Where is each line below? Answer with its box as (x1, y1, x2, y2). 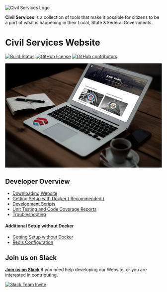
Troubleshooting (12, 212, 46, 218)
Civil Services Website (5, 37, 100, 48)
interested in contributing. (5, 272, 58, 278)
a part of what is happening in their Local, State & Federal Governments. (5, 20, 153, 25)
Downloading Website (12, 190, 58, 196)
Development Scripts (12, 201, 56, 207)
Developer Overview (5, 177, 71, 186)
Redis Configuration (12, 239, 54, 245)
